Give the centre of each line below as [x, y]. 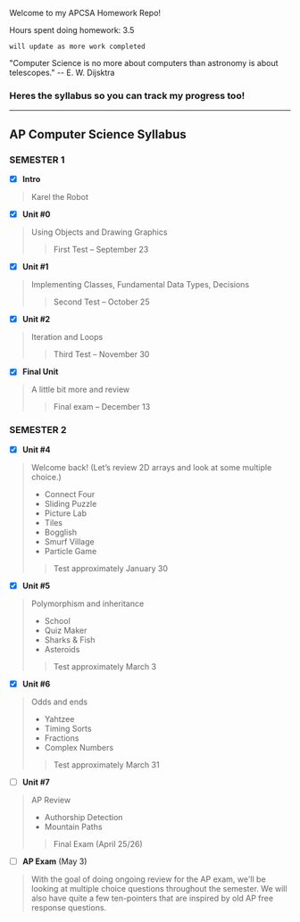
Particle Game [71, 551]
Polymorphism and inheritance [87, 603]
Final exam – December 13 [102, 407]
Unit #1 [35, 267]
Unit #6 [36, 684]
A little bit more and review [80, 390]
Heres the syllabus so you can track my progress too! [127, 96]
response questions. [69, 907]
